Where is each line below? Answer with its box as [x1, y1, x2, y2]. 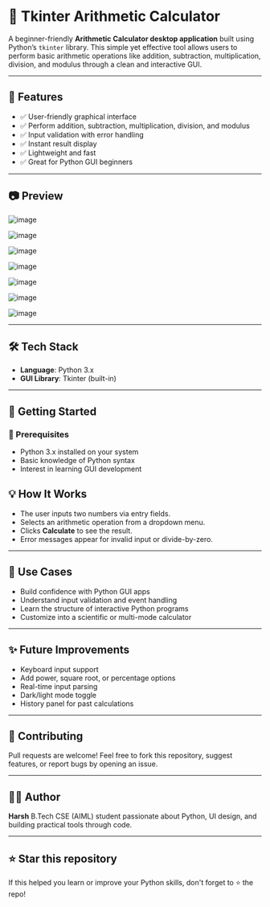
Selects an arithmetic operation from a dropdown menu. [19, 517, 206, 527]
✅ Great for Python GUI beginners [19, 157, 133, 166]
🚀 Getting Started [8, 404, 97, 418]
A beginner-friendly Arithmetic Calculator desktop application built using [8, 34, 255, 43]
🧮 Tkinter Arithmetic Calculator [8, 7, 221, 26]
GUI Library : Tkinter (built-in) [19, 374, 117, 384]
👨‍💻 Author [8, 790, 61, 803]
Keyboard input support [19, 664, 99, 674]
